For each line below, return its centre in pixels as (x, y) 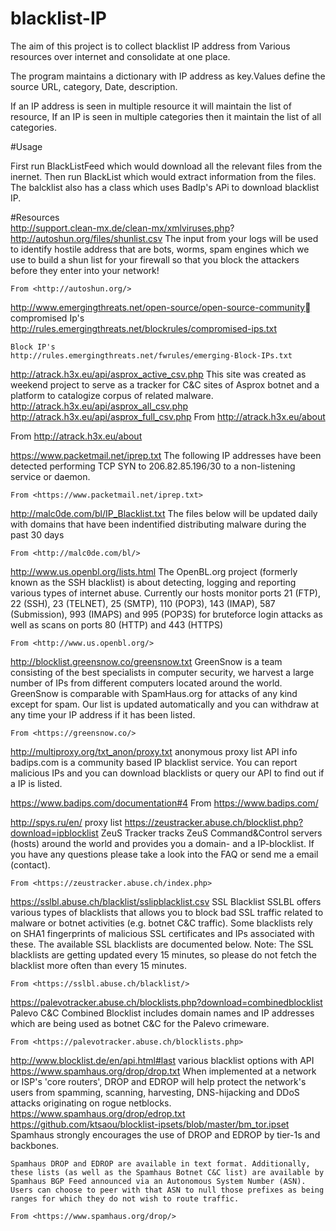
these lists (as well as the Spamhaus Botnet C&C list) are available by (167, 1172)
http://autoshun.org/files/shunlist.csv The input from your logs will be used (164, 238)
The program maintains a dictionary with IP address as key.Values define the (168, 76)
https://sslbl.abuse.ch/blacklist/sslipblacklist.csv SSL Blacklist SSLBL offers (166, 901)
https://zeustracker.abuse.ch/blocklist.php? (214, 822)
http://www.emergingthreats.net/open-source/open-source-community (158, 307)
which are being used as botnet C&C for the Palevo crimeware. (140, 1023)
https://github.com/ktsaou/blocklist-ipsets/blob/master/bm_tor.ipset (150, 1124)
